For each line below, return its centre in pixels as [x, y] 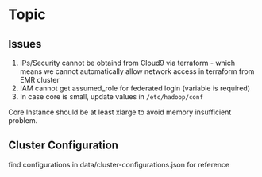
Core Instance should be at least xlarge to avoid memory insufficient [120, 112]
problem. [23, 120]
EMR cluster [39, 80]
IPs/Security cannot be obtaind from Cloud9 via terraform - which [127, 63]
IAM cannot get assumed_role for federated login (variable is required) [135, 88]
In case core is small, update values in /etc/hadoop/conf [112, 96]
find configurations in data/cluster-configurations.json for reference [119, 164]
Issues [25, 44]
